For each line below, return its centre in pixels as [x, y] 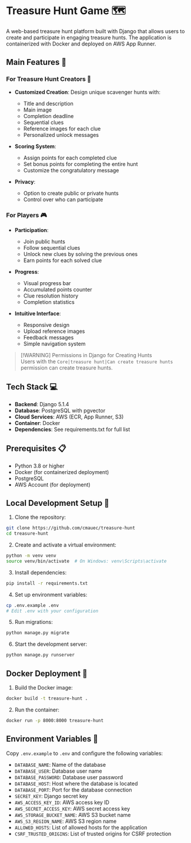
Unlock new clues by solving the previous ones [81, 254]
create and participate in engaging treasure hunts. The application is [89, 37]
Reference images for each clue [62, 128]
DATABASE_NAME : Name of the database [60, 764]
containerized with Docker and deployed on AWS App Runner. [81, 44]
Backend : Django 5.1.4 [42, 404]
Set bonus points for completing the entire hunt [81, 164]
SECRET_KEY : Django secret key [51, 796]
